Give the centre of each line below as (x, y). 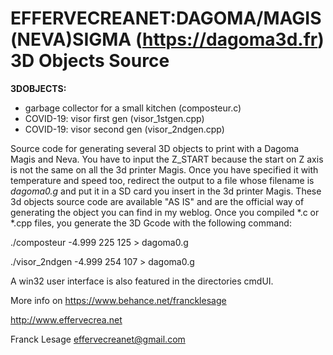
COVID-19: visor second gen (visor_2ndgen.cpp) (124, 129)
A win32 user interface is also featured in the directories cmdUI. (142, 281)
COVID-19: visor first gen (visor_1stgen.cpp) (114, 118)
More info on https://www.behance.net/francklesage (118, 300)
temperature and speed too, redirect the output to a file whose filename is (162, 180)
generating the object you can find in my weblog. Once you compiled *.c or (165, 212)
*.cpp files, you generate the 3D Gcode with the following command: (151, 223)
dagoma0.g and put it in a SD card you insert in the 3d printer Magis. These (166, 191)
